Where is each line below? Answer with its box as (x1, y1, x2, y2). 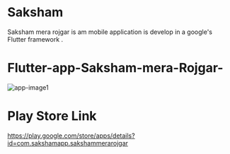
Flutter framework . (7, 35, 64, 43)
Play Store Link (7, 108, 97, 124)
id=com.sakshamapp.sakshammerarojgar (7, 138, 129, 147)
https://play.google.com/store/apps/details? (7, 131, 136, 140)
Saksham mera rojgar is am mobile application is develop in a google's (7, 28, 213, 36)
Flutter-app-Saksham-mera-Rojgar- (7, 60, 224, 76)
